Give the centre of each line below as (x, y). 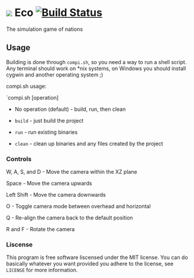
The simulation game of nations (45, 29)
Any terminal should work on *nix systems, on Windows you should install (96, 68)
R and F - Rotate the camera (41, 229)
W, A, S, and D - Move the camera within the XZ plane (72, 172)
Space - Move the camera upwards (49, 183)
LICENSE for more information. (42, 270)
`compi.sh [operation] (33, 97)
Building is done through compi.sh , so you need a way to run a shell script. (96, 62)
